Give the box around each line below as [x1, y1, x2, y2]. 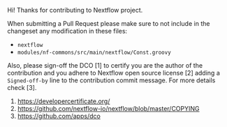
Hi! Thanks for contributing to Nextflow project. [7, 6, 143, 14]
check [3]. [7, 84, 37, 91]
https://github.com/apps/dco [17, 112, 101, 120]
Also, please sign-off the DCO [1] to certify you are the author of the [7, 61, 203, 69]
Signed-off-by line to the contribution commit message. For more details [7, 76, 216, 84]
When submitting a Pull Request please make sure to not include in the [7, 20, 210, 27]
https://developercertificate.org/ [17, 97, 110, 105]
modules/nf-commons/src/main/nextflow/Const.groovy [17, 49, 171, 56]
